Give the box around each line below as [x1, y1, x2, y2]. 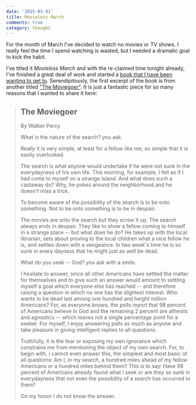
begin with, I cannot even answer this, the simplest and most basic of [20, 350, 188, 358]
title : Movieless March [6, 14, 64, 20]
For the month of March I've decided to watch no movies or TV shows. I [6, 41, 179, 48]
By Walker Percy [20, 122, 60, 130]
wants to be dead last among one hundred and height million [20, 295, 167, 302]
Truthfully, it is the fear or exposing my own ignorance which [20, 338, 167, 345]
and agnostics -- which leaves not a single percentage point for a [20, 314, 178, 321]
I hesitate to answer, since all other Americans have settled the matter [20, 270, 189, 277]
